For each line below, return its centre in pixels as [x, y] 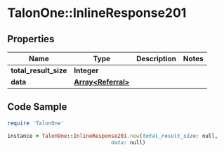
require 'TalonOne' [36, 123]
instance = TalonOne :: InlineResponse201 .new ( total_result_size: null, [113, 136]
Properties [31, 39]
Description [157, 59]
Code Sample [37, 107]
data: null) [129, 142]
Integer [86, 70]
